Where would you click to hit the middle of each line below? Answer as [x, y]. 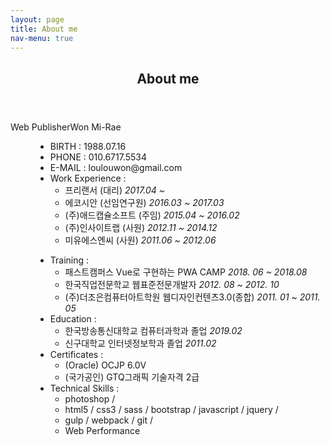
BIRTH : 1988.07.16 [88, 146]
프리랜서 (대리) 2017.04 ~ [114, 190]
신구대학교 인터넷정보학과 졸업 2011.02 [140, 343]
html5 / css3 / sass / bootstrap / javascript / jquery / [171, 409]
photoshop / [90, 398]
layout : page [37, 19]
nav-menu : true [42, 38]
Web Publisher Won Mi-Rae [66, 127]
